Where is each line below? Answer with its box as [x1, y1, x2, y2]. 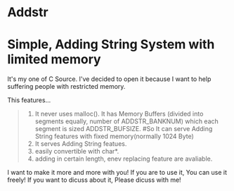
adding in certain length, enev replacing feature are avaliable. [34, 154, 213, 163]
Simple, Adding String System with [7, 37, 215, 53]
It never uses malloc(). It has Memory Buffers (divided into [34, 110, 204, 118]
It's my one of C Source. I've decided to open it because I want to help [7, 75, 212, 83]
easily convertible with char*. [34, 147, 119, 156]
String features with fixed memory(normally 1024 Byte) [34, 132, 195, 141]
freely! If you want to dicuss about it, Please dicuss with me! [7, 175, 181, 184]
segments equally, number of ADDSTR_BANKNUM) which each [34, 117, 219, 125]
